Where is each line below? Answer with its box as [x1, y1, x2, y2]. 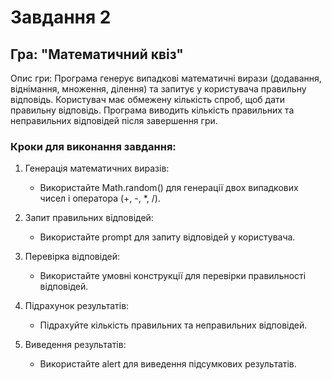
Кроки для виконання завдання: [10, 139, 177, 153]
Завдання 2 [10, 6, 112, 29]
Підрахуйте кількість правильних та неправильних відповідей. [39, 319, 308, 331]
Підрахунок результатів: [24, 300, 130, 312]
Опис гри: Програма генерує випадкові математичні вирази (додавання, [10, 72, 322, 84]
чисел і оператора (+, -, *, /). [39, 192, 161, 205]
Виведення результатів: [24, 339, 127, 351]
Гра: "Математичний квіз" [10, 46, 184, 63]
